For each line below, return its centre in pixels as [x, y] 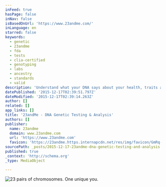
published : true [22, 152]
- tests [18, 55]
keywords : [15, 37]
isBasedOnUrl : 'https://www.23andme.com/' [49, 23]
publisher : [16, 124]
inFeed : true [19, 10]
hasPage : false [21, 14]
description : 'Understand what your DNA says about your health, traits [82, 87]
